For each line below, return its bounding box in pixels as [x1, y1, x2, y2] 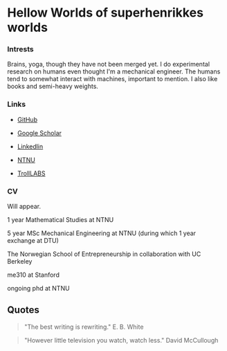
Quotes [7, 304, 40, 316]
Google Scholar [17, 128, 62, 137]
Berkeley [7, 257, 33, 266]
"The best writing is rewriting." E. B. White [24, 323, 144, 331]
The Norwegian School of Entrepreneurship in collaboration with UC [7, 250, 201, 258]
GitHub [17, 115, 38, 123]
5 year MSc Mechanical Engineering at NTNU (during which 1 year [7, 229, 196, 237]
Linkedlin [17, 142, 44, 151]
